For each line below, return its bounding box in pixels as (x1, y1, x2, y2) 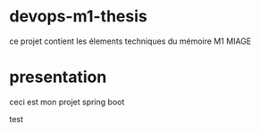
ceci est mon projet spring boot (9, 96, 125, 107)
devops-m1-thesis (9, 6, 147, 27)
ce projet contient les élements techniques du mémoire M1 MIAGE (9, 36, 252, 46)
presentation (9, 67, 107, 87)
